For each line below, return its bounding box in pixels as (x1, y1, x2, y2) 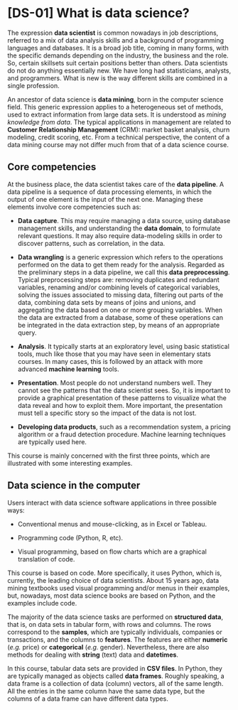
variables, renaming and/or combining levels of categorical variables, (17, 283, 220, 291)
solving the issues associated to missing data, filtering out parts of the (17, 290, 224, 299)
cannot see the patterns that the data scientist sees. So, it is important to (17, 386, 231, 394)
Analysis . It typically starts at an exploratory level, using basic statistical (17, 342, 229, 350)
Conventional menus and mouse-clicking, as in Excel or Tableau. (17, 520, 207, 528)
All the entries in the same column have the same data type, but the (7, 687, 205, 695)
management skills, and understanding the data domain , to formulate (17, 224, 221, 232)
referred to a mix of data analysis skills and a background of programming (7, 36, 225, 44)
